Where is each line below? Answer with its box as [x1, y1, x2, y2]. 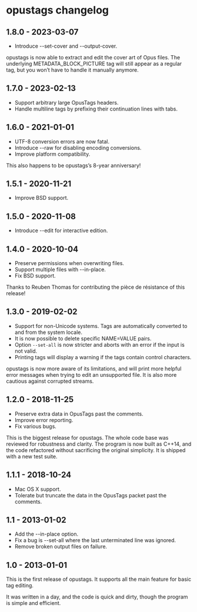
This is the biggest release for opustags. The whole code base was [6, 434, 169, 441]
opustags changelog [6, 4, 109, 17]
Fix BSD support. [14, 272, 56, 279]
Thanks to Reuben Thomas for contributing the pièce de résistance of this [6, 283, 185, 291]
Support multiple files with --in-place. [14, 266, 106, 273]
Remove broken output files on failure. [14, 543, 108, 550]
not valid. [14, 347, 38, 355]
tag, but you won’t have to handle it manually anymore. [6, 66, 139, 73]
